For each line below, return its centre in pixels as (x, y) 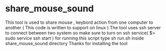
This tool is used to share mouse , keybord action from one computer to (79, 22)
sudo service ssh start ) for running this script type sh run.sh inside (75, 38)
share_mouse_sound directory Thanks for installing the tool (66, 43)
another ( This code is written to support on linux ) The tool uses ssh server (83, 27)
